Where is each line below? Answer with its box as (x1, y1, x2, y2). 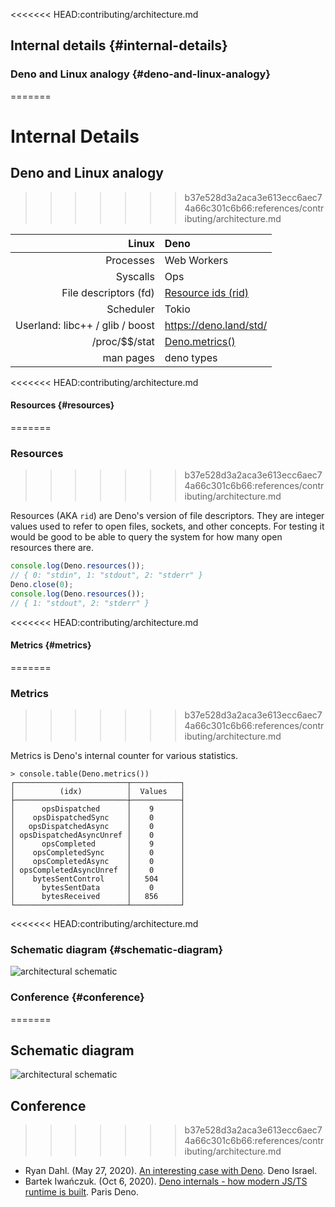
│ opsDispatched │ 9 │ (10, 804, 186, 814)
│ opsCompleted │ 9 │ (10, 839, 186, 849)
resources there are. (10, 542, 95, 554)
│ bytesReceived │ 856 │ (10, 892, 186, 902)
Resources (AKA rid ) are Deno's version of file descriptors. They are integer (10, 510, 325, 522)
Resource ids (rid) (164, 285, 250, 299)
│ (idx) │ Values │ (10, 787, 186, 797)
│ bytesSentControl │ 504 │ (10, 874, 186, 884)
